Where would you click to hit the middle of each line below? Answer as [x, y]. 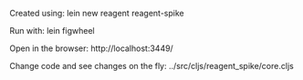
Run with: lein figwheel [52, 30]
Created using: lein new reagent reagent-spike [97, 13]
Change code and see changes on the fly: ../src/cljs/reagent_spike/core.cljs [151, 66]
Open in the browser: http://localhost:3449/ [91, 48]
